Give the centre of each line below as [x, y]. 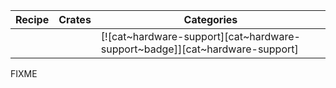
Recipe [32, 19]
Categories [210, 19]
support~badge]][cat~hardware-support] [199, 49]
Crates [75, 19]
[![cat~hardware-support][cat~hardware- [200, 36]
